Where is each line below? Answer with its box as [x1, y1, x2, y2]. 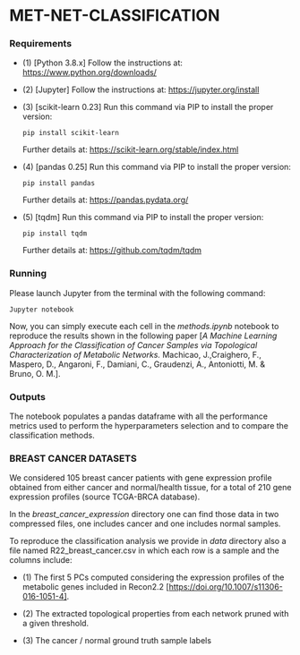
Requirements [9, 38, 73, 50]
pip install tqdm [21, 229, 88, 238]
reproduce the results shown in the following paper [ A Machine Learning [9, 330, 278, 341]
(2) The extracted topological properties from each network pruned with [21, 608, 289, 619]
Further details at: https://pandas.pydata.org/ [21, 194, 189, 206]
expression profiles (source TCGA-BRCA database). [9, 491, 201, 502]
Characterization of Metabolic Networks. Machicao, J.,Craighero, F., [9, 349, 261, 360]
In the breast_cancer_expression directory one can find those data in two [9, 509, 279, 520]
